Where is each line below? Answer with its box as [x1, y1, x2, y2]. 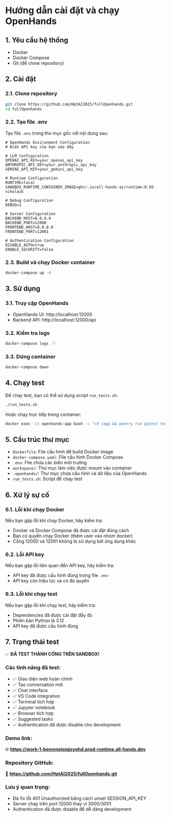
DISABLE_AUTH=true [5, 242, 44, 248]
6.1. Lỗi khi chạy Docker [5, 506, 65, 513]
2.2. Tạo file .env [5, 118, 48, 125]
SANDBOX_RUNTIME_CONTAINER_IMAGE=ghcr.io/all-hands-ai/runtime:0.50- [5, 185, 156, 190]
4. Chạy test [5, 379, 45, 387]
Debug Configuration [10, 198, 53, 203]
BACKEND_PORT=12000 [5, 220, 47, 225]
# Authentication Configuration [5, 238, 74, 243]
